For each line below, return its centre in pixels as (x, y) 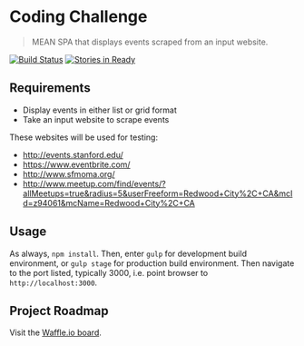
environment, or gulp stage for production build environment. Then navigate (152, 263)
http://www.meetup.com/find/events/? (94, 183)
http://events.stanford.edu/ (73, 154)
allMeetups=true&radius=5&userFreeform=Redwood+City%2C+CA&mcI (157, 193)
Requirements (50, 88)
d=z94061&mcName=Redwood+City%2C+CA (108, 203)
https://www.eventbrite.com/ (76, 164)
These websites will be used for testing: (84, 137)
